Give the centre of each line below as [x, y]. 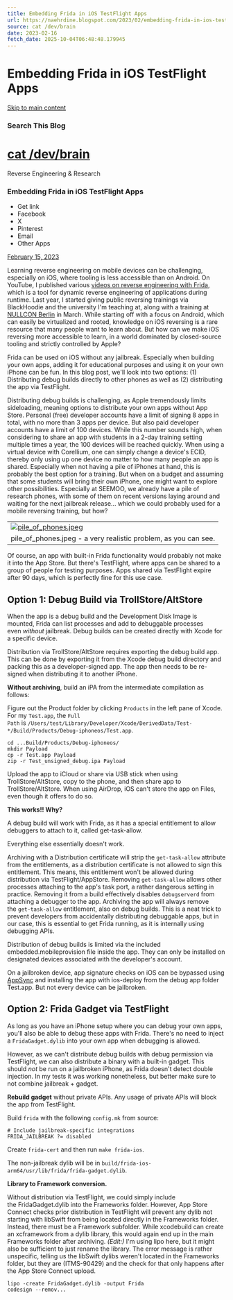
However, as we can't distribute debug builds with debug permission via [110, 1054]
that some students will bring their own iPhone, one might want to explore [112, 481]
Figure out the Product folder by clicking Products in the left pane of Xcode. [115, 708]
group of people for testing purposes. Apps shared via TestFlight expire [109, 570]
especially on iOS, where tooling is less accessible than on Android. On [109, 277]
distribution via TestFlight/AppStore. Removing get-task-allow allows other [114, 880]
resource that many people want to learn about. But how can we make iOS [113, 330]
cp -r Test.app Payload [42, 755]
